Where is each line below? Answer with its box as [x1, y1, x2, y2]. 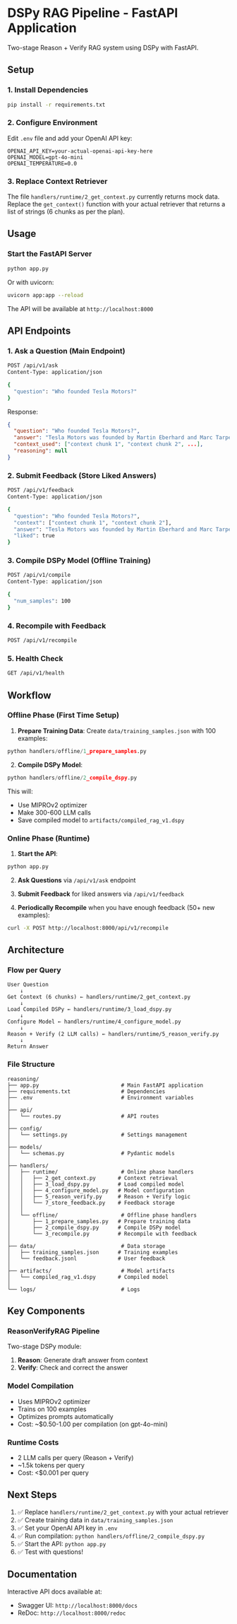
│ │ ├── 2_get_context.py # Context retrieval [7, 1174, 178, 1181]
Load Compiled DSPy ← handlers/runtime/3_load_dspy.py [7, 1006, 172, 1013]
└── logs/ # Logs [7, 1285, 140, 1293]
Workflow [7, 689, 51, 701]
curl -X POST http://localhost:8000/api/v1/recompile [7, 924, 169, 931]
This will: [7, 787, 33, 795]
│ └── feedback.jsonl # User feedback [7, 1255, 166, 1262]
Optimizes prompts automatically [17, 1412, 114, 1420]
